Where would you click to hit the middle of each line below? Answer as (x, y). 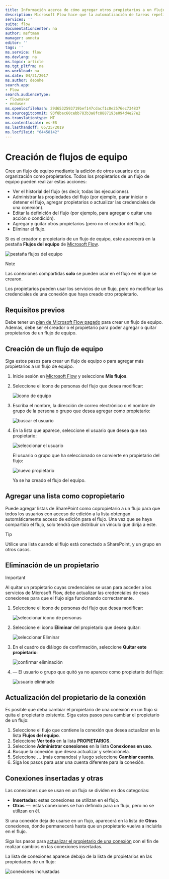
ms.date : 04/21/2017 (27, 76)
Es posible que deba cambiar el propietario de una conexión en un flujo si (81, 710)
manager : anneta (22, 38)
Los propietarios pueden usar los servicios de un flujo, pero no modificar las (84, 289)
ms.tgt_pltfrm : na (24, 66)
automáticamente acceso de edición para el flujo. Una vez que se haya (79, 519)
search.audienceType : (28, 94)
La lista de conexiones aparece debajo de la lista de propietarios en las (79, 856)
